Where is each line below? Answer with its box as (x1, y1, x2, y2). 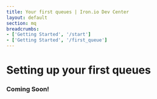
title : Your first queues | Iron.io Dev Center (6, 9, 130, 15)
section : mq (6, 20, 37, 26)
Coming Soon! (6, 85, 50, 94)
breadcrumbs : (6, 26, 40, 32)
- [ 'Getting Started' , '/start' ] (6, 32, 91, 38)
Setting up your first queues (6, 63, 151, 77)
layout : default (6, 15, 47, 21)
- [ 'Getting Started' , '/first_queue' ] (6, 37, 108, 43)
